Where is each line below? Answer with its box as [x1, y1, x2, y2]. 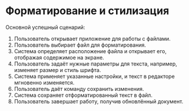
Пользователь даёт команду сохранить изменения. [14, 85, 144, 92]
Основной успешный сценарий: [5, 24, 85, 31]
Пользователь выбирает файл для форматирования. [14, 41, 147, 48]
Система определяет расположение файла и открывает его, [14, 47, 167, 54]
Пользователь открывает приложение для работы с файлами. [14, 35, 171, 42]
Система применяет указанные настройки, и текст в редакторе [14, 73, 175, 80]
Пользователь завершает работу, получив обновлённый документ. [14, 97, 184, 105]
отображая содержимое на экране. [14, 54, 104, 61]
